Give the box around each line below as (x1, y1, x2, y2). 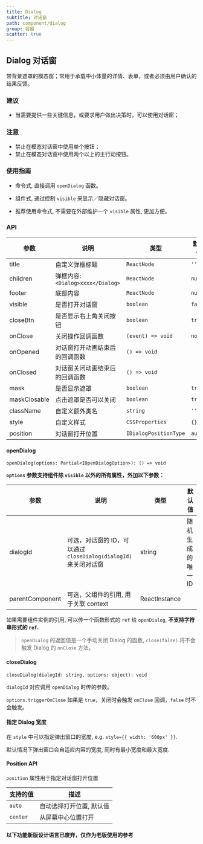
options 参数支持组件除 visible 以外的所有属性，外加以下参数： (6, 472, 165, 479)
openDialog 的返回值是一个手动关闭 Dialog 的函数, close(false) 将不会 (21, 637, 196, 644)
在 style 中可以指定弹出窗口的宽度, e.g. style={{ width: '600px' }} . (6, 733, 178, 740)
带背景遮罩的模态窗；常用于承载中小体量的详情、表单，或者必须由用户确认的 (6, 72, 197, 79)
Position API (6, 760, 38, 767)
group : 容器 (6, 25, 34, 32)
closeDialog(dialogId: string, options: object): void (6, 672, 147, 678)
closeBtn (9, 316, 34, 324)
